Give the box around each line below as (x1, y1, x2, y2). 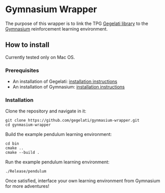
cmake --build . (5, 150, 40, 155)
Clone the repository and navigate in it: (5, 108, 86, 114)
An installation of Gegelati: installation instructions (12, 78, 118, 85)
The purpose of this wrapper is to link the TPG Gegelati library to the (5, 20, 148, 26)
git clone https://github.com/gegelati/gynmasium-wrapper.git (5, 118, 140, 123)
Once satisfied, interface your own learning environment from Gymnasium (5, 178, 160, 184)
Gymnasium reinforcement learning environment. (5, 25, 108, 32)
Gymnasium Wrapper (5, 4, 97, 15)
